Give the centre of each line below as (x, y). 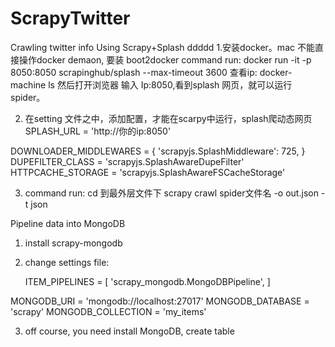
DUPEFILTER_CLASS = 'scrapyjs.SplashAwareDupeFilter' (127, 161)
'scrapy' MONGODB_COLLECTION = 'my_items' (108, 311)
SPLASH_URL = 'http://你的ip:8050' (98, 131)
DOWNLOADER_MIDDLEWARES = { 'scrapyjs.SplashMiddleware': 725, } (158, 151)
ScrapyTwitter (70, 18)
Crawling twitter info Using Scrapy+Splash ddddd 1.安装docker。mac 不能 (162, 47)
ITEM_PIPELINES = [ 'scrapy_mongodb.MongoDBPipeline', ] (147, 281)
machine (28, 84)
